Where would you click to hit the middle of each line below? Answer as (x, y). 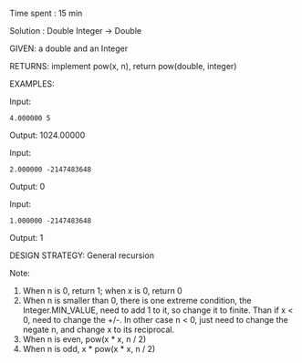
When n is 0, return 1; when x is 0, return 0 (102, 290)
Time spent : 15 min (46, 13)
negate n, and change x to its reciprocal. (99, 329)
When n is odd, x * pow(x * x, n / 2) (89, 349)
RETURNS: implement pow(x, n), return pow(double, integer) (123, 66)
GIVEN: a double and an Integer (69, 48)
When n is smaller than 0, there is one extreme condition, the (137, 301)
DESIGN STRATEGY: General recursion (82, 255)
